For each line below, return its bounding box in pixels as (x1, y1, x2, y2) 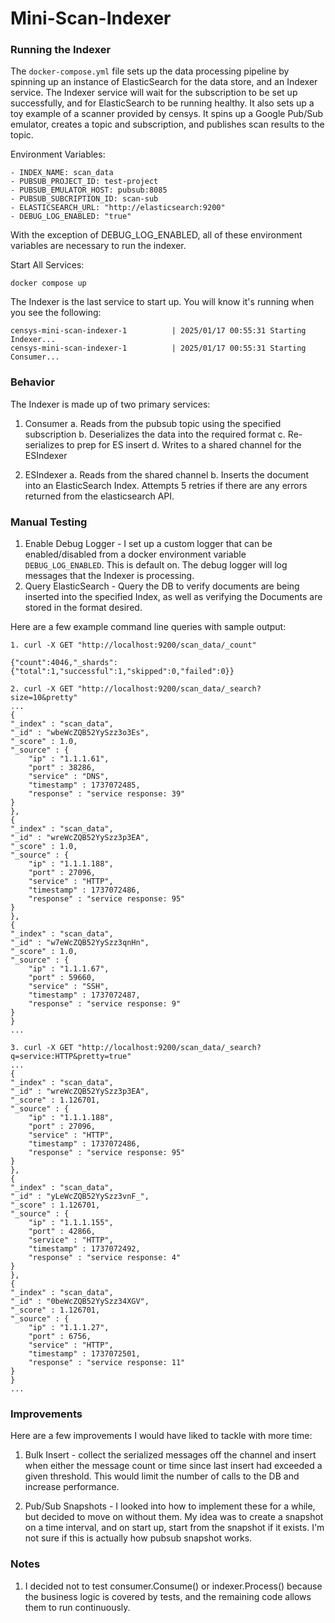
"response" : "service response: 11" (28, 1358, 186, 1368)
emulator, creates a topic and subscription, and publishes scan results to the (10, 118, 325, 131)
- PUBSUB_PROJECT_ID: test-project (10, 177, 159, 187)
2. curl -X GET (10, 684, 74, 694)
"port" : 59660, (28, 973, 97, 983)
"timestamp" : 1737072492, (28, 1244, 141, 1254)
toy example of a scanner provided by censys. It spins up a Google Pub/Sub (10, 108, 324, 120)
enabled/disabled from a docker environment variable (24, 548, 247, 561)
